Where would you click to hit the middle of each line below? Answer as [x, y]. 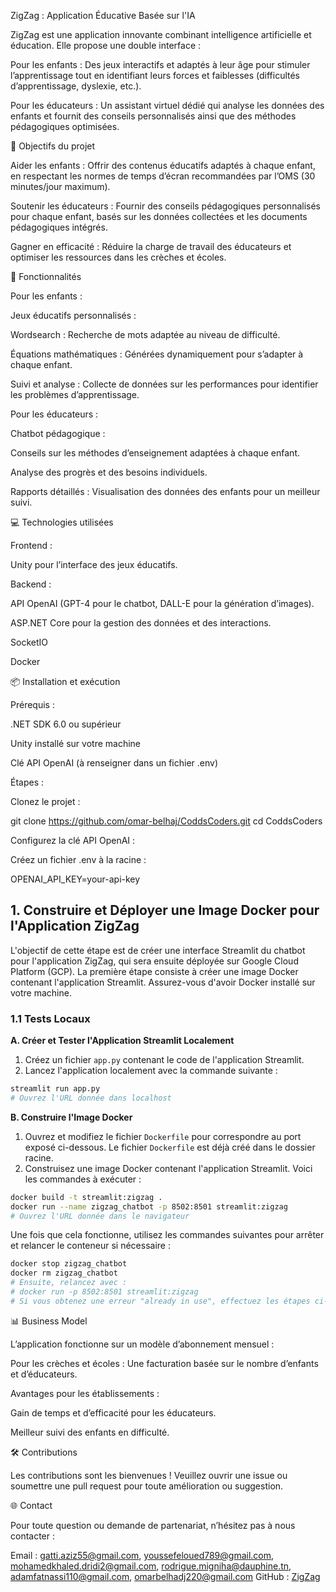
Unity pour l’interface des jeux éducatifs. [94, 564]
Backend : [31, 584]
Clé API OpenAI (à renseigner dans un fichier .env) [114, 763]
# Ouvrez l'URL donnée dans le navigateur [100, 1216]
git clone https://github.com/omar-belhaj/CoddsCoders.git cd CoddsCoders [166, 821]
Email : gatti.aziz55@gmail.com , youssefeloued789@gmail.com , [142, 1555]
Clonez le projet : [45, 801]
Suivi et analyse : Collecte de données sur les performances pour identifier [164, 384]
